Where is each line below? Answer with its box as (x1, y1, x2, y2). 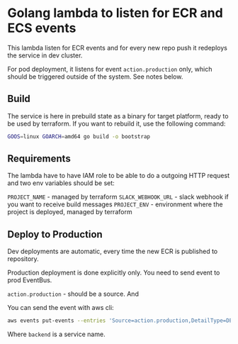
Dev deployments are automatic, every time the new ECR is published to (7, 247, 218, 256)
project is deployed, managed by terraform (7, 208, 132, 216)
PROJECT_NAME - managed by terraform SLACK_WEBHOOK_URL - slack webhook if (7, 193, 229, 201)
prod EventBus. (7, 276, 52, 284)
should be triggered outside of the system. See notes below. (7, 72, 183, 81)
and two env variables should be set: (7, 179, 115, 187)
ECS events (7, 20, 76, 36)
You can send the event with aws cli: (7, 304, 115, 312)
